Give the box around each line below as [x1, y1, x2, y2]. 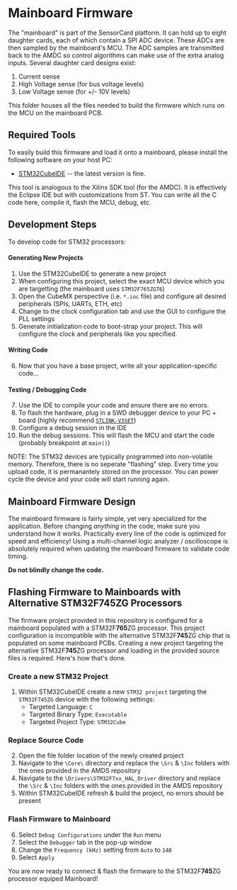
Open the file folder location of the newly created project [18, 751, 185, 760]
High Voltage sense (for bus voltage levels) [18, 79, 144, 88]
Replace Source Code [8, 736, 84, 745]
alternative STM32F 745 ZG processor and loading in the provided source [8, 646, 220, 655]
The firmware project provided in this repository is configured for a [8, 616, 203, 624]
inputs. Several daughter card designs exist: [8, 58, 137, 67]
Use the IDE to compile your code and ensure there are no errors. [18, 401, 209, 410]
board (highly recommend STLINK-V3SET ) [18, 416, 137, 424]
